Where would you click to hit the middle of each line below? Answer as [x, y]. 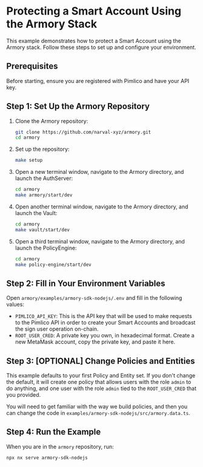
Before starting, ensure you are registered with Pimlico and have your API [98, 81]
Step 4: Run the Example [54, 432]
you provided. [24, 395]
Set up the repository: [42, 149]
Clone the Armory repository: [52, 121]
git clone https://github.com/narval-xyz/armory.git [83, 132]
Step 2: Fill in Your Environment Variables [86, 283]
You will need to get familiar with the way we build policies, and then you [97, 406]
